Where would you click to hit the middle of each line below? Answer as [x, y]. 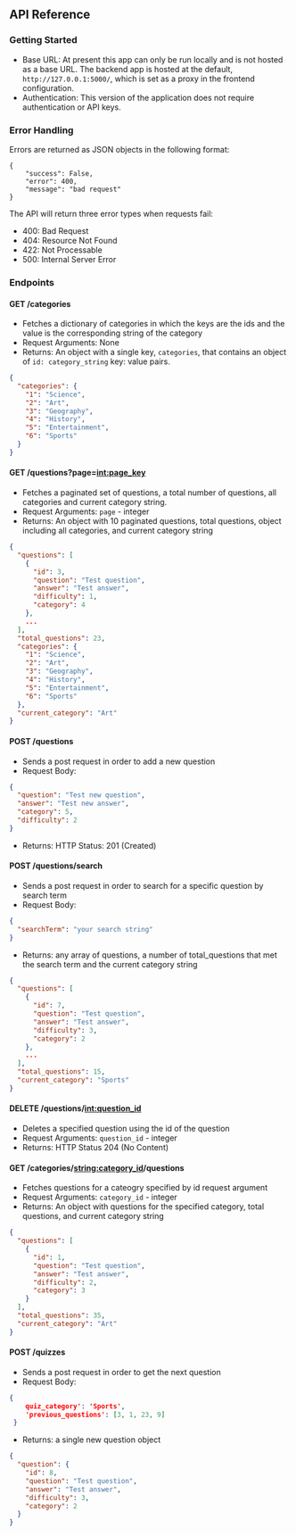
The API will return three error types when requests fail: [111, 213]
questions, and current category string [93, 1216]
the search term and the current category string [110, 964]
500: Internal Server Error [69, 259]
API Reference [50, 15]
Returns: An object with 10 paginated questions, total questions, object [152, 521]
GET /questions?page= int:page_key [78, 473]
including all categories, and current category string [118, 531]
